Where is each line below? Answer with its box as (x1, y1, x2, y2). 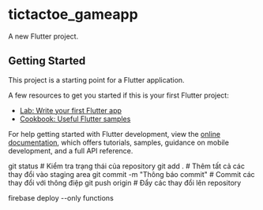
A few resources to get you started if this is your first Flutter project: (8, 90, 229, 100)
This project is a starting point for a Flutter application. (8, 75, 185, 84)
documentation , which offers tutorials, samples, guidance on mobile (8, 138, 229, 147)
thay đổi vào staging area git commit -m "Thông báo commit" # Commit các (8, 169, 255, 179)
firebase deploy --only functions (8, 193, 115, 202)
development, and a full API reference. (8, 146, 133, 155)
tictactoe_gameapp (8, 6, 138, 24)
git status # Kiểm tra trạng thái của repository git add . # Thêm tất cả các (8, 161, 245, 171)
